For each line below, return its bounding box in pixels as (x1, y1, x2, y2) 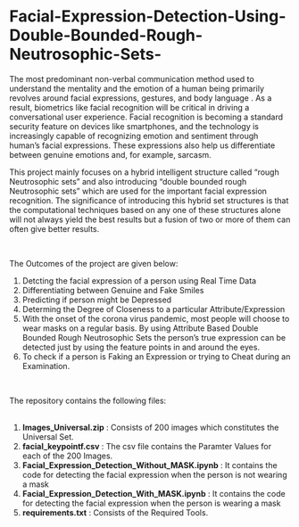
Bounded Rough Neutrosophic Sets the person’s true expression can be (21, 332, 287, 342)
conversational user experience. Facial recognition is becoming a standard (9, 111, 284, 122)
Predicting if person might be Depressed (21, 294, 172, 305)
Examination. (21, 360, 71, 371)
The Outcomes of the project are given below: (9, 258, 179, 268)
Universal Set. (21, 431, 74, 442)
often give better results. (9, 223, 100, 234)
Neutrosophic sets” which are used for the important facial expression (9, 185, 268, 196)
